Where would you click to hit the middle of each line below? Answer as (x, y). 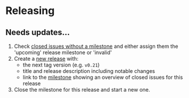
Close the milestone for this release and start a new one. (82, 90)
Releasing (30, 11)
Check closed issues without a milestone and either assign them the (96, 46)
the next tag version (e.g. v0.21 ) (61, 65)
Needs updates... (38, 32)
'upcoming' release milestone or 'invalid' (63, 52)
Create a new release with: (46, 59)
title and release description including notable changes (89, 71)
